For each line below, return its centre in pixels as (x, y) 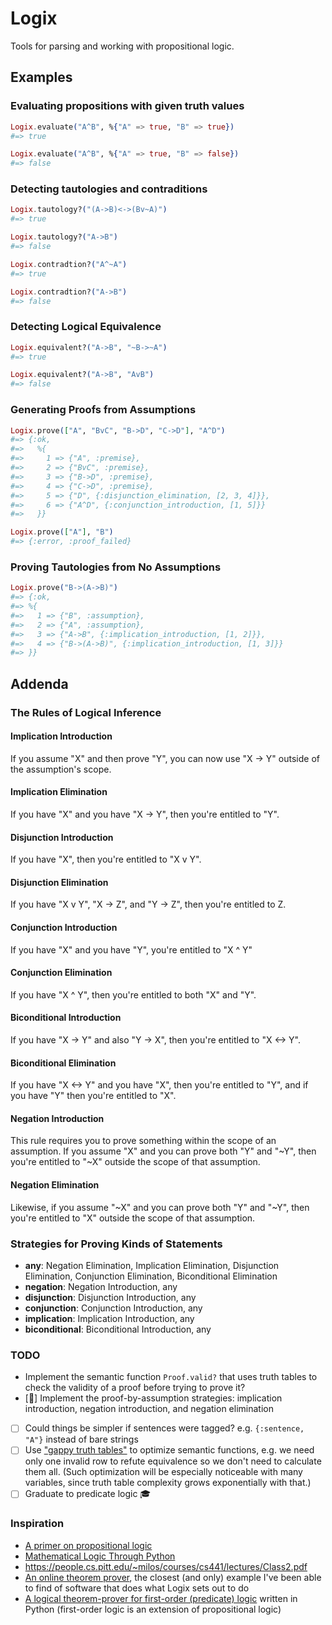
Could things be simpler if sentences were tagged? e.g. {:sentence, (164, 1428)
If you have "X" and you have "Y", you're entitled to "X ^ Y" (131, 949)
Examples (41, 77)
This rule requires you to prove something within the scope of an (143, 1141)
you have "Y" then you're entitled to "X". (93, 1096)
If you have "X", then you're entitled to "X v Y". (106, 859)
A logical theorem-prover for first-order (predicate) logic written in (161, 1598)
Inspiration (37, 1524)
